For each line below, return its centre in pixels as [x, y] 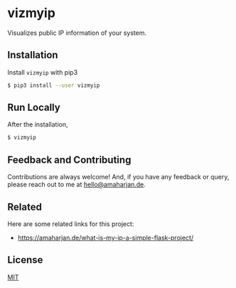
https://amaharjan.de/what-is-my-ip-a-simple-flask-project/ [106, 238]
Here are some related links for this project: [71, 224]
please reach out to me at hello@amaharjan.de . [76, 185]
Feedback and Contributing [69, 160]
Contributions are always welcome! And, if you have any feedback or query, [118, 177]
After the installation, [38, 124]
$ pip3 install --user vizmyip [54, 85]
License [25, 260]
